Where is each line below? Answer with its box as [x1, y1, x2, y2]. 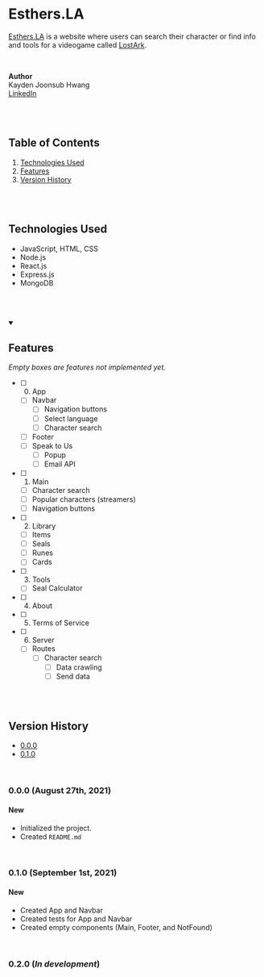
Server [31, 635, 55, 645]
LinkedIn [8, 88, 37, 98]
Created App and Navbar [19, 905, 103, 915]
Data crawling [56, 662, 102, 672]
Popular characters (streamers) [31, 494, 137, 504]
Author [8, 71, 33, 81]
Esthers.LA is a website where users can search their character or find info [8, 31, 256, 41]
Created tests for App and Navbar [19, 913, 133, 924]
